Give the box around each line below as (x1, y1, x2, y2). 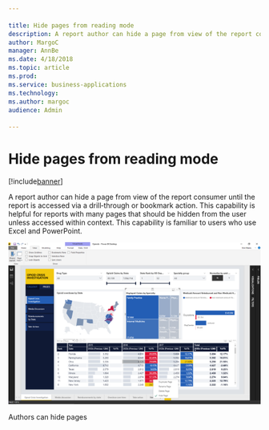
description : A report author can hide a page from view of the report (8, 30, 252, 38)
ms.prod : (8, 72, 38, 80)
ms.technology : (8, 89, 59, 97)
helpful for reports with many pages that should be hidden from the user (8, 209, 247, 219)
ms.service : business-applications (8, 80, 127, 88)
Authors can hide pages (8, 412, 88, 422)
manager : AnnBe (8, 47, 59, 55)
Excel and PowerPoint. (8, 226, 82, 236)
